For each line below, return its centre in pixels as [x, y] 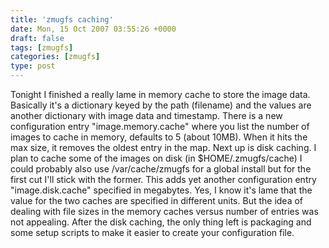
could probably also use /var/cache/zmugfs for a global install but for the [161, 169]
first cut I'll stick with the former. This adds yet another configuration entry [163, 179]
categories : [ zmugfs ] [55, 57]
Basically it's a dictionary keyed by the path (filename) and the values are [161, 105]
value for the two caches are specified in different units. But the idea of [157, 200]
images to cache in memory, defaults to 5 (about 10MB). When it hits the [159, 137]
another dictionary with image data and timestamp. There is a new [146, 115]
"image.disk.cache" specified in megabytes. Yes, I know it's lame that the [161, 190]
